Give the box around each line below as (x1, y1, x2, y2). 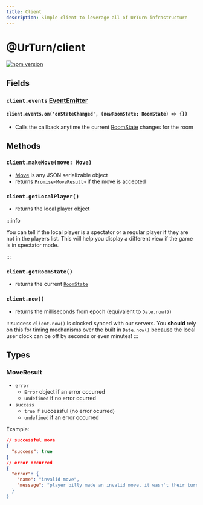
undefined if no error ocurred (24, 394, 97, 402)
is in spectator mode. (6, 241, 59, 249)
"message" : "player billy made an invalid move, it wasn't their (17, 482, 185, 489)
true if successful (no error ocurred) (24, 408, 115, 415)
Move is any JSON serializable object (14, 171, 108, 178)
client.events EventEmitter (6, 96, 88, 105)
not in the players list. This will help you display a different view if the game (6, 235, 193, 242)
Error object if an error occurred (24, 388, 106, 396)
